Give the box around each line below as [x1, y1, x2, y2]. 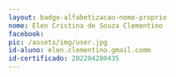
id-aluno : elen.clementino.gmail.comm [8, 46, 151, 55]
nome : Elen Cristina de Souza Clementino [8, 21, 164, 30]
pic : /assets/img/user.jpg [8, 37, 108, 47]
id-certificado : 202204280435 [8, 54, 120, 63]
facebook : [8, 29, 45, 38]
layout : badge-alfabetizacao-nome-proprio [8, 12, 167, 22]
